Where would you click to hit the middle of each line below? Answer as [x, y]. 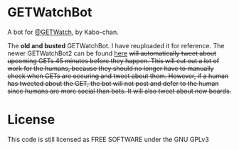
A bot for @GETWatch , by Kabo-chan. [63, 32]
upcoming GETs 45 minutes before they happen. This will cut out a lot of [113, 60]
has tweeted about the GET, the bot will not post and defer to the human [113, 83]
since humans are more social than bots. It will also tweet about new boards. [119, 91]
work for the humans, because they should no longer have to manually [111, 68]
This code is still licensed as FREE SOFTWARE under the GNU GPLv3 [108, 139]
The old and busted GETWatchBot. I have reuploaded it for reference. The [116, 45]
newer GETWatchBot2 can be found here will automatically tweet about [112, 53]
